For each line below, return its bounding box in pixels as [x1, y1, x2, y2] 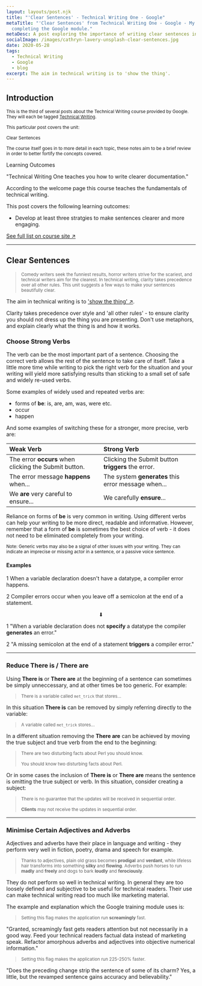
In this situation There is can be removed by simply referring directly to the [6, 704, 192, 711]
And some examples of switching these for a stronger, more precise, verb [6, 424, 189, 432]
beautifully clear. [20, 287, 56, 293]
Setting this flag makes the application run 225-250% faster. [20, 956, 146, 962]
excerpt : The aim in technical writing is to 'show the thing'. [6, 70, 171, 76]
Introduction [6, 93, 54, 103]
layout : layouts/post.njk [6, 8, 71, 15]
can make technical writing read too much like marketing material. [6, 891, 170, 899]
